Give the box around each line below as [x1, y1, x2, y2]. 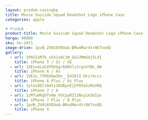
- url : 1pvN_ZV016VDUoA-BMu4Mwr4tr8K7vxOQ [10, 102, 102, 107]
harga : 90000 [5, 36, 33, 41]
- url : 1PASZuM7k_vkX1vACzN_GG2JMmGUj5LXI [10, 55, 102, 60]
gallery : [5, 50, 24, 55]
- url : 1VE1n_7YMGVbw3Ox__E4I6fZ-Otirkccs [10, 74, 102, 79]
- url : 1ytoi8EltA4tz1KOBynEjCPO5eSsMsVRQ [10, 83, 102, 88]
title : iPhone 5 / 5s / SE [14, 59, 72, 64]
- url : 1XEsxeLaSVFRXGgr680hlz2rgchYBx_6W [10, 64, 102, 69]
